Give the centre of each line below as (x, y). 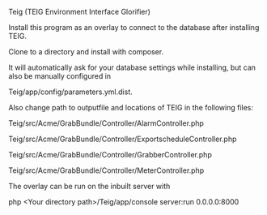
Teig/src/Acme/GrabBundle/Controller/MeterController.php (106, 170)
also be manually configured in (60, 76)
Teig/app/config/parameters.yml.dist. (70, 92)
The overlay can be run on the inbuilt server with (89, 186)
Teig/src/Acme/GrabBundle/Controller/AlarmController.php (106, 123)
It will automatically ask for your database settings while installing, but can (132, 67)
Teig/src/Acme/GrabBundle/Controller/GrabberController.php (110, 155)
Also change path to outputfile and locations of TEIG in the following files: (131, 107)
